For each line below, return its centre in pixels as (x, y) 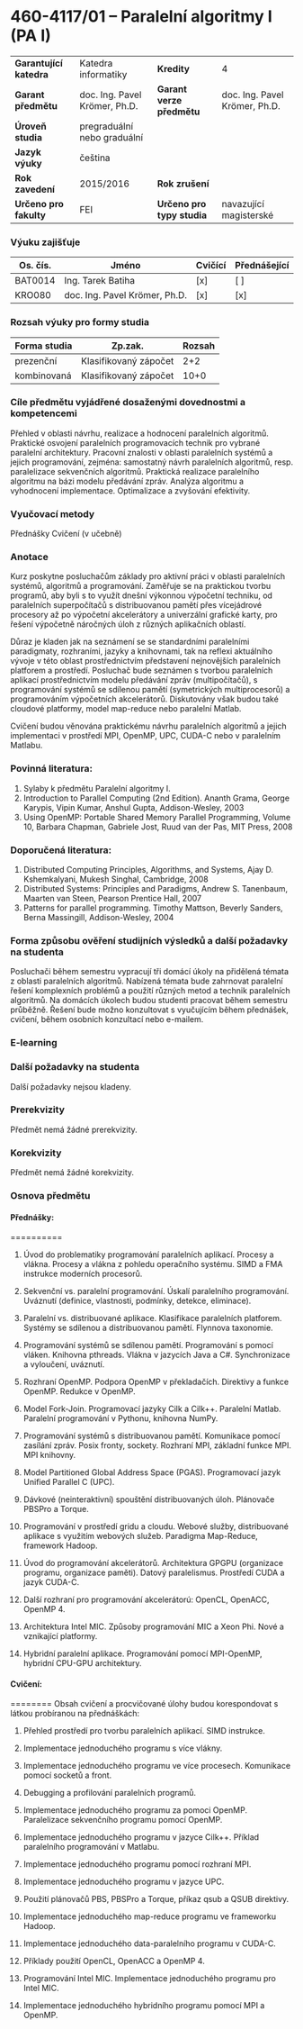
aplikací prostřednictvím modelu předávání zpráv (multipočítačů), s (134, 680)
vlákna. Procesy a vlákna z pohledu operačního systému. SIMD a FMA (153, 1264)
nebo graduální (111, 137)
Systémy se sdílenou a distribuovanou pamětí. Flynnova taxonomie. (148, 1328)
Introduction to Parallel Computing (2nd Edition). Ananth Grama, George (156, 798)
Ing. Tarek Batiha (99, 281)
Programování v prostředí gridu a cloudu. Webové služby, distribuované (156, 1526)
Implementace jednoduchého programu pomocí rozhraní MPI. (137, 1864)
